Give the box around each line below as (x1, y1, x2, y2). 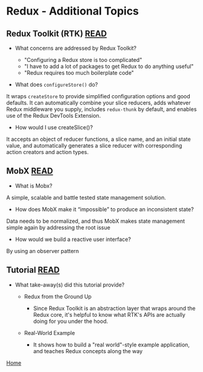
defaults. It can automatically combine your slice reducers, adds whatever (6, 99, 191, 106)
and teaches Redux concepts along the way (33, 347, 143, 354)
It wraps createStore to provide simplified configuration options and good (6, 93, 191, 100)
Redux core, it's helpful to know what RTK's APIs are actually (33, 311, 186, 318)
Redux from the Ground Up (24, 293, 92, 300)
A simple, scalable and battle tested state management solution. (6, 194, 167, 201)
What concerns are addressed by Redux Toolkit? (15, 44, 137, 52)
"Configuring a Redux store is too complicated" (24, 56, 142, 63)
